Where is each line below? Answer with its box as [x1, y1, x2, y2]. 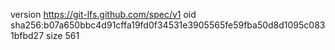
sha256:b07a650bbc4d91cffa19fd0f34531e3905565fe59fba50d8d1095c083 [10, 19, 326, 31]
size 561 [45, 30, 80, 41]
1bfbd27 [10, 30, 45, 41]
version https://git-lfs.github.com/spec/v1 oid [10, 9, 197, 20]
